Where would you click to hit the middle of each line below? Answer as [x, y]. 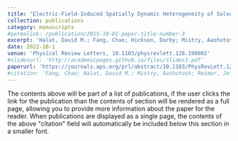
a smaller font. [28, 131]
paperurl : [22, 67]
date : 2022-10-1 [31, 47]
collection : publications [45, 21]
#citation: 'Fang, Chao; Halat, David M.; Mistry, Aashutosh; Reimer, [114, 73]
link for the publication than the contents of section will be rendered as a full [118, 101]
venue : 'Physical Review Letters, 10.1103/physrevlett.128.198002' [109, 54]
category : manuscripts [41, 27]
